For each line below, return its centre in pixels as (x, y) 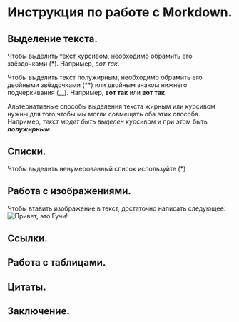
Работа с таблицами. (57, 262)
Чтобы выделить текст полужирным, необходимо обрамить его (105, 77)
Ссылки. (27, 239)
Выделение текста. (53, 39)
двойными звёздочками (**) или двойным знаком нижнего (97, 85)
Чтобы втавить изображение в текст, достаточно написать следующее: (117, 208)
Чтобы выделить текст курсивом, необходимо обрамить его (100, 56)
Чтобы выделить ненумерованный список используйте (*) (97, 168)
